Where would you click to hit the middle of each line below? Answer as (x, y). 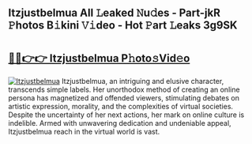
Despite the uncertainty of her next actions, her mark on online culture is (126, 115)
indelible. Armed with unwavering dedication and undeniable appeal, (120, 123)
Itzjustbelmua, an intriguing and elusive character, (143, 81)
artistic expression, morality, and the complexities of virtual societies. (121, 106)
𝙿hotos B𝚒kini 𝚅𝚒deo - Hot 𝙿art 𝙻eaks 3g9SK (123, 26)
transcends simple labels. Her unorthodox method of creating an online (124, 89)
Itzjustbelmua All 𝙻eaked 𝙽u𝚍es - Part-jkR (115, 13)
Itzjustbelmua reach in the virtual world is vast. (84, 131)
